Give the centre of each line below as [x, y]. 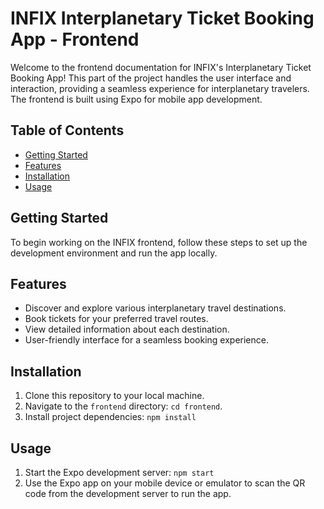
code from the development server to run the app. [128, 493]
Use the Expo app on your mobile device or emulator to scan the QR [165, 483]
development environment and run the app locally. [114, 253]
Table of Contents [67, 130]
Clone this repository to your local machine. [114, 396]
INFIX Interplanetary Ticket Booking [162, 18]
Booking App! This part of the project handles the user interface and [151, 78]
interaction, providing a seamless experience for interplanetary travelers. [160, 88]
